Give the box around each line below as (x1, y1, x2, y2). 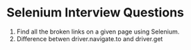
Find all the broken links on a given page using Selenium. (16, 27, 180, 36)
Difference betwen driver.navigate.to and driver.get (16, 34, 163, 42)
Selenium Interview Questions (6, 5, 185, 21)
